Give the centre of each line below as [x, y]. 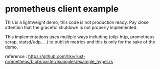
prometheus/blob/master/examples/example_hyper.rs [59, 61]
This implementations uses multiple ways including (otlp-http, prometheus [80, 37]
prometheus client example [62, 9]
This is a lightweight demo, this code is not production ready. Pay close [77, 22]
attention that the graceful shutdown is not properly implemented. [71, 27]
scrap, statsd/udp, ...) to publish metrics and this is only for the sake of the [80, 41]
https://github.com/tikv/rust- [57, 56]
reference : [16, 56]
